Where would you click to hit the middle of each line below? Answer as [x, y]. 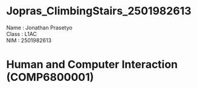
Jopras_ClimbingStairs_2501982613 [99, 11]
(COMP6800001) [50, 78]
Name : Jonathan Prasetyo [39, 28]
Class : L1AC [22, 34]
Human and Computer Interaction [92, 65]
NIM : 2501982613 [29, 40]
